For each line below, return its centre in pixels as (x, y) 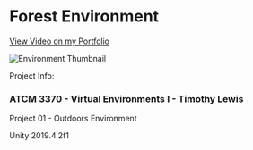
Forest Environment (84, 17)
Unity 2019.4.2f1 (39, 136)
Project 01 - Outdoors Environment (73, 119)
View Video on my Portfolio (60, 41)
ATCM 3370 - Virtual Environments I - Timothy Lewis (126, 98)
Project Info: (32, 75)
